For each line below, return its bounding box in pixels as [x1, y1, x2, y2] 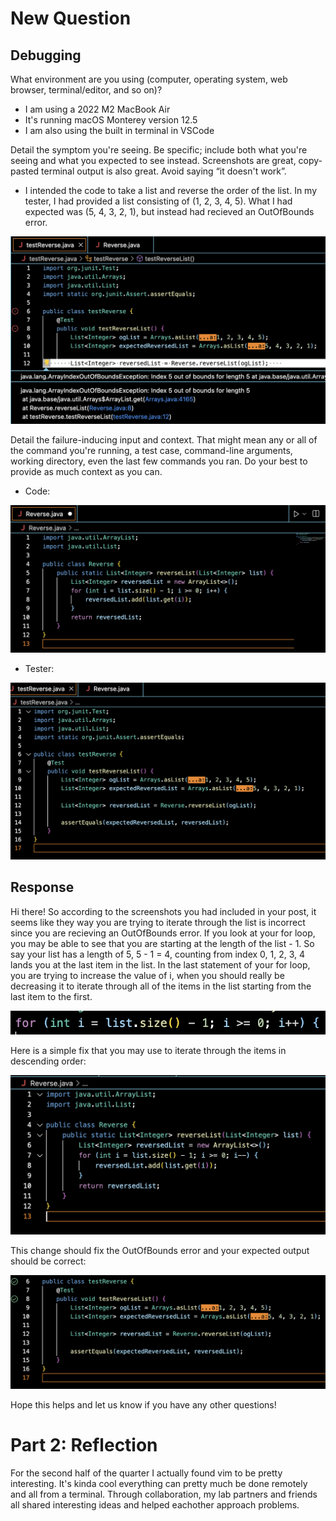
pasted [10, 165, 40, 177]
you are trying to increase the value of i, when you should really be [10, 969, 285, 981]
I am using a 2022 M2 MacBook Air [24, 103, 171, 115]
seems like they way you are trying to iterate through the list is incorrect [10, 916, 306, 928]
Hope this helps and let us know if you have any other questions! [10, 1399, 277, 1411]
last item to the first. [10, 990, 93, 1002]
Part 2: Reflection [10, 1434, 158, 1457]
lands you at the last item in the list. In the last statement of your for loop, [10, 958, 311, 971]
